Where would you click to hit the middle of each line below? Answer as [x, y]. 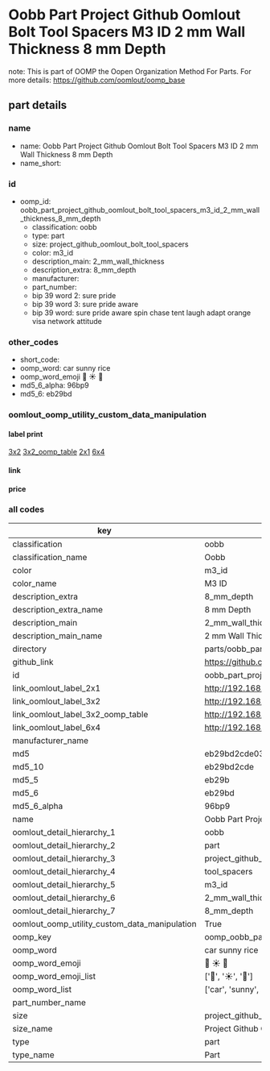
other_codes [33, 342]
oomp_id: [35, 201]
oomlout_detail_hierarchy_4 [64, 871]
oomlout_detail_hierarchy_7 [64, 911]
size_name [33, 1028]
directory [29, 649]
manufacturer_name [51, 741]
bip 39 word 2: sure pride [74, 295]
